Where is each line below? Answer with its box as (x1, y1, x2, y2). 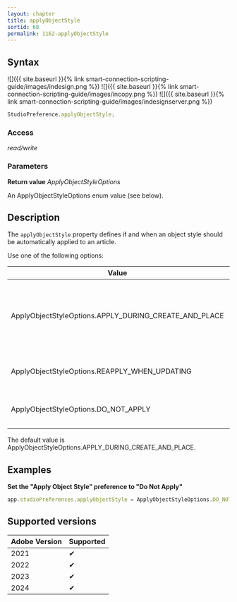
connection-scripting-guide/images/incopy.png (7, 90, 145, 99)
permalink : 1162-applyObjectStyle (7, 30, 109, 37)
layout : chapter (7, 10, 55, 18)
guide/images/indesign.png (7, 83, 87, 91)
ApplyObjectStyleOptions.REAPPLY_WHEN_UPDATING (11, 366, 192, 376)
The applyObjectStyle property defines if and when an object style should (7, 230, 224, 239)
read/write (7, 144, 38, 152)
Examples (7, 464, 51, 476)
